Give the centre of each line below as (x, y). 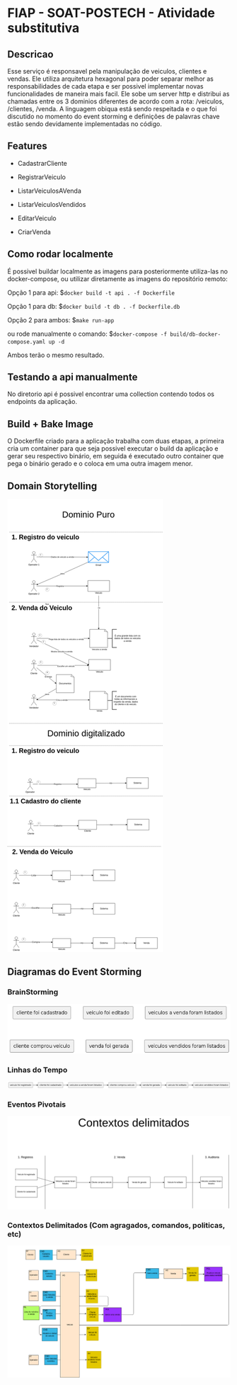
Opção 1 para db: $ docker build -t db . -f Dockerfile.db (94, 306)
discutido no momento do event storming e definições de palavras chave (114, 116)
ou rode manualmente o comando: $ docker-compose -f (87, 334)
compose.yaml (27, 341)
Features (27, 146)
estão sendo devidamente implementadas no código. (85, 124)
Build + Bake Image (51, 424)
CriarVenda (34, 232)
